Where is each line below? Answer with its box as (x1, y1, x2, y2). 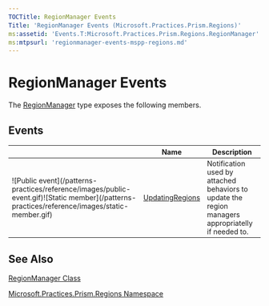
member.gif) (11, 209, 54, 219)
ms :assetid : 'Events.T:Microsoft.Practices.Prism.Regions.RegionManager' (8, 30, 260, 38)
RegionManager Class (8, 273, 82, 284)
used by (207, 167, 234, 176)
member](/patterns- (68, 192, 137, 202)
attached (207, 175, 237, 185)
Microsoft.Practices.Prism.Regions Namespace (8, 289, 164, 299)
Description (211, 147, 252, 156)
